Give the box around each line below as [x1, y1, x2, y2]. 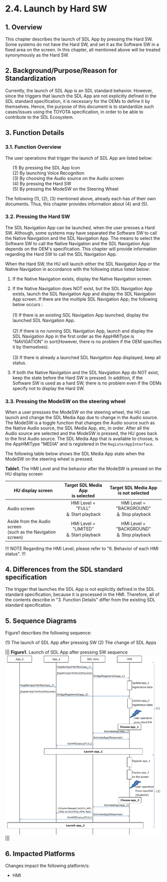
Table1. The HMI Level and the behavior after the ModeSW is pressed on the [5, 465, 162, 472]
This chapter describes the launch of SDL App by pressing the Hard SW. [5, 36, 153, 42]
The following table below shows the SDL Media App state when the [5, 450, 145, 457]
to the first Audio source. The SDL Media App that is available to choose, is [5, 436, 159, 442]
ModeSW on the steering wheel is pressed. [5, 456, 93, 462]
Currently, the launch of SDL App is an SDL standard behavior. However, [5, 87, 153, 93]
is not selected [117, 490, 149, 496]
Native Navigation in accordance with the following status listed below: [5, 266, 150, 272]
